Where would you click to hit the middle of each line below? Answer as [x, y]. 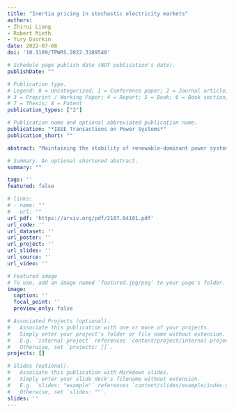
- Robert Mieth [29, 33]
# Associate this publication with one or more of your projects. [109, 327]
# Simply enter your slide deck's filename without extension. [104, 379]
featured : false [31, 186]
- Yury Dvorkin [29, 40]
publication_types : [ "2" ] [45, 110]
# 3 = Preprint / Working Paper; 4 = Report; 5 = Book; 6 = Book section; [118, 97]
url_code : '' [26, 225]
